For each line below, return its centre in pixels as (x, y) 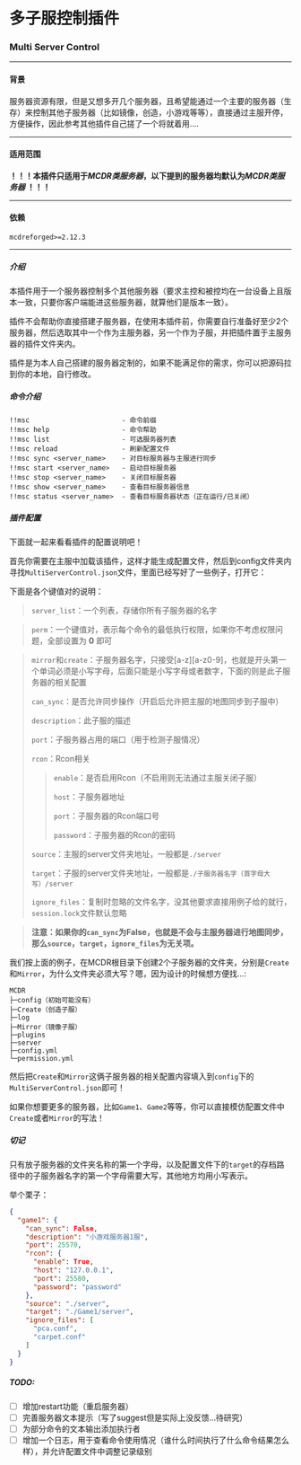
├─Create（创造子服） (46, 1010)
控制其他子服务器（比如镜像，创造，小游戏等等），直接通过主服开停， (160, 112)
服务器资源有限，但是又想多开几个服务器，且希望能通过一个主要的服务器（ (146, 101)
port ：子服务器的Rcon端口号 (106, 816)
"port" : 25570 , (54, 1245)
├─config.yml (34, 1051)
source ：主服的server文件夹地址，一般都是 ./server (126, 854)
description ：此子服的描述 (81, 720)
